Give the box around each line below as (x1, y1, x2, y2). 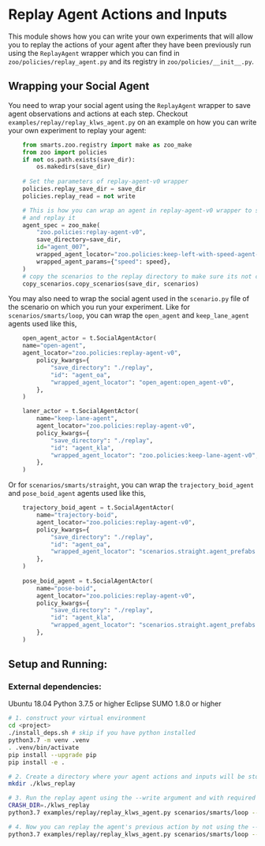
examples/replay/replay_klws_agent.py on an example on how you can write (8, 117, 257, 127)
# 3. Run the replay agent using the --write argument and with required (8, 794, 256, 802)
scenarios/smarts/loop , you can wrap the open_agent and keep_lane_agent (8, 311, 250, 320)
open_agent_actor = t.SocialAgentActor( (22, 334, 157, 342)
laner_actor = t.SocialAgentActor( (22, 408, 140, 416)
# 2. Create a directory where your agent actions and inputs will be (8, 773, 245, 781)
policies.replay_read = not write (22, 192, 136, 200)
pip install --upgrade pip (8, 751, 97, 758)
